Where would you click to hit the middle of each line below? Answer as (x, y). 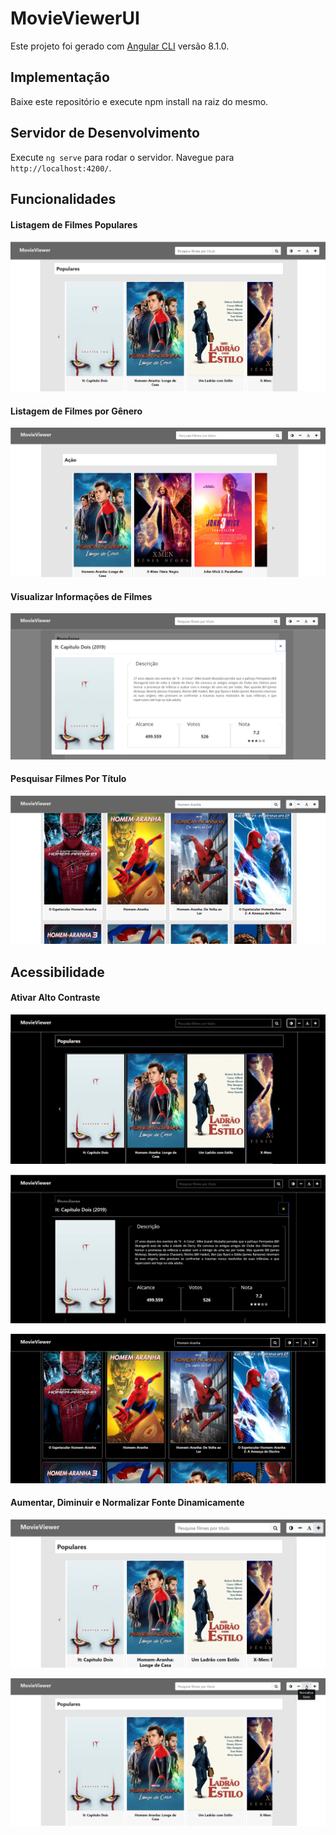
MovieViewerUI (75, 18)
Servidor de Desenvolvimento (105, 133)
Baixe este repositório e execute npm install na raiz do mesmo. (139, 101)
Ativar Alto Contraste (55, 998)
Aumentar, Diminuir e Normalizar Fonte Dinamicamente (127, 1503)
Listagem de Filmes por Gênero (76, 411)
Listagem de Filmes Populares (74, 224)
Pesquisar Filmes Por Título (68, 779)
